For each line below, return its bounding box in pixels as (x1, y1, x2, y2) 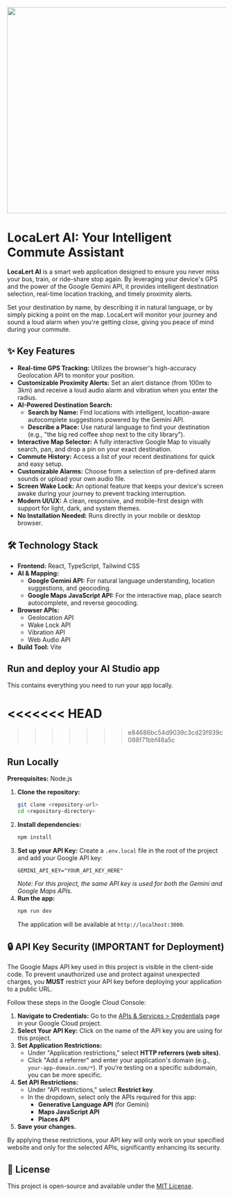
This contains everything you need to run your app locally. (7, 681, 173, 689)
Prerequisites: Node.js (7, 774, 73, 783)
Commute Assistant (7, 244, 125, 260)
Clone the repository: (17, 788, 80, 796)
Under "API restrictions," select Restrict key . (27, 1086, 155, 1094)
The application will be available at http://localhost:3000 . (17, 920, 185, 928)
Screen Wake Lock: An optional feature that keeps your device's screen (17, 482, 224, 490)
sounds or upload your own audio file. (17, 474, 126, 483)
